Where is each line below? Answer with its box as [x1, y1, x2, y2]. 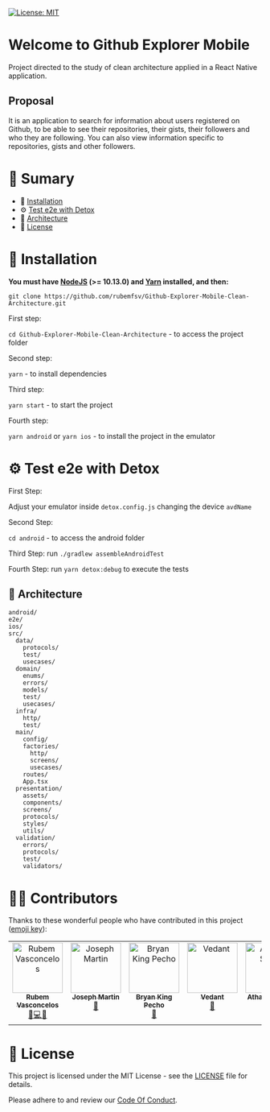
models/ [22, 686, 48, 694]
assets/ [22, 792, 48, 800]
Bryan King [136, 993, 173, 1002]
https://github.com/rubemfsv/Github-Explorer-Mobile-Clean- [43, 292, 250, 300]
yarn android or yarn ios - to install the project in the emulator [8, 431, 215, 440]
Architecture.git [8, 299, 67, 308]
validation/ [15, 834, 56, 842]
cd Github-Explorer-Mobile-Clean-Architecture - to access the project [8, 329, 243, 338]
